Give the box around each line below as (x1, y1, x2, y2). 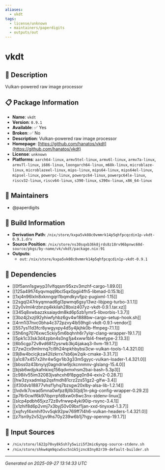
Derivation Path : (12, 232, 46, 238)
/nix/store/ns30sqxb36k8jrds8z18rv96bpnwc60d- (47, 242, 145, 247)
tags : (5, 16, 16, 21)
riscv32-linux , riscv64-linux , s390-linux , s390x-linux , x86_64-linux (12, 177, 152, 183)
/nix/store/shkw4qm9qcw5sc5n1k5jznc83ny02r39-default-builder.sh (12, 447, 149, 452)
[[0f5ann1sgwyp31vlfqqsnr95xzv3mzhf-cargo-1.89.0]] (12, 283, 122, 289)
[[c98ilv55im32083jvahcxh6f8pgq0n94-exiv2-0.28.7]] (12, 372, 123, 378)
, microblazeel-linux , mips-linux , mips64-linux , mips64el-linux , (23, 166, 154, 172)
